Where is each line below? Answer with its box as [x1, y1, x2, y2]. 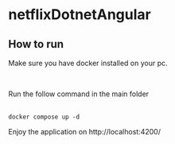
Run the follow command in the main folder [8, 89, 150, 99]
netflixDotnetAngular [8, 6, 151, 24]
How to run [8, 37, 64, 51]
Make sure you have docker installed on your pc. [8, 58, 169, 68]
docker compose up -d [8, 113, 80, 121]
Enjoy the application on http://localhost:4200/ [8, 127, 161, 136]
